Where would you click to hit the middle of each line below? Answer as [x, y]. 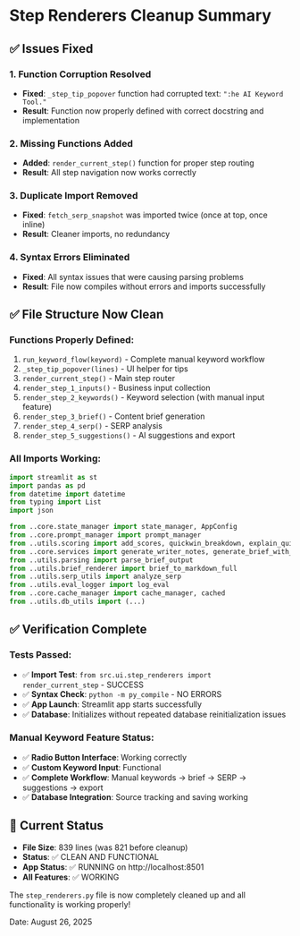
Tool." [34, 102]
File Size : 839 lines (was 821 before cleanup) [105, 847]
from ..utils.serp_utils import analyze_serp [95, 577]
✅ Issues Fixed [51, 49]
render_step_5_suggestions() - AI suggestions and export [129, 436]
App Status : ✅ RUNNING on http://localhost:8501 [113, 867]
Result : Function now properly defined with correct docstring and [143, 111]
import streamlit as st [54, 477]
